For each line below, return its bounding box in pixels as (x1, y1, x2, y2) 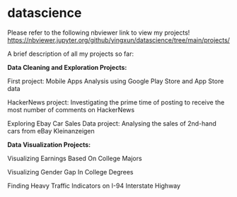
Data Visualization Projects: (7, 140, 91, 149)
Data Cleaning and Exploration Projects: (7, 63, 127, 71)
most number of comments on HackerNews (7, 105, 135, 114)
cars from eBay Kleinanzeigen (7, 126, 96, 135)
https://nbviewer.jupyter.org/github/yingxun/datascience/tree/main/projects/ (7, 35, 230, 44)
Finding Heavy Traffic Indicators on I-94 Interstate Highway (7, 181, 181, 190)
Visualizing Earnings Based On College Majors (7, 154, 143, 162)
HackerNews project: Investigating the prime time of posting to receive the (7, 97, 225, 107)
